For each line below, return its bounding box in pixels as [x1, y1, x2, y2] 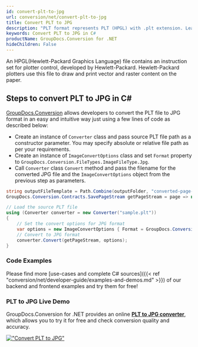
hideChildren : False [6, 42, 57, 48]
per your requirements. [14, 146, 71, 153]
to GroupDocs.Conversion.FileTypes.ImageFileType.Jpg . [14, 158, 150, 165]
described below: [6, 121, 48, 128]
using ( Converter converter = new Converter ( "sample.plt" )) [6, 210, 157, 216]
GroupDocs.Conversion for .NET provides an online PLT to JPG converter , [6, 310, 186, 318]
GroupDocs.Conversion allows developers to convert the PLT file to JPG [6, 109, 181, 116]
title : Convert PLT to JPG [6, 19, 72, 25]
